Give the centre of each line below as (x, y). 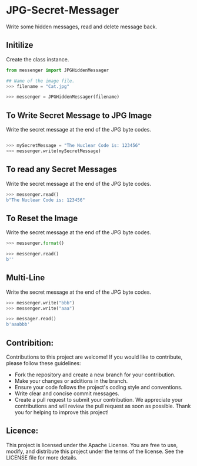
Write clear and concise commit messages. (67, 393)
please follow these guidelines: (44, 363)
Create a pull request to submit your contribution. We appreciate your (99, 399)
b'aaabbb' (18, 324)
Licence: (22, 431)
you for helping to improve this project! (61, 412)
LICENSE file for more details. (42, 457)
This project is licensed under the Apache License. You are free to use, (92, 445)
